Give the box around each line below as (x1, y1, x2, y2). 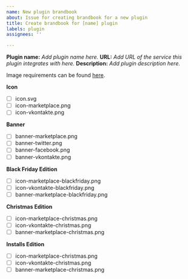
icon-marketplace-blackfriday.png (15, 177, 101, 184)
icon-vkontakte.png (15, 109, 65, 116)
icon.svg (15, 95, 37, 103)
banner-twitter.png (15, 139, 62, 147)
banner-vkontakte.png (15, 153, 72, 161)
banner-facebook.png (15, 146, 70, 153)
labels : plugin (6, 25, 45, 32)
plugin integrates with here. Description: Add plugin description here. (6, 60, 181, 67)
